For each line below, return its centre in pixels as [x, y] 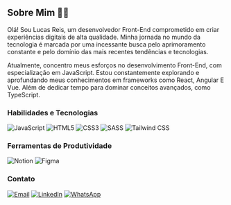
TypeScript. [24, 95]
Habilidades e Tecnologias [53, 113]
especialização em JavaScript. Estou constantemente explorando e [103, 72]
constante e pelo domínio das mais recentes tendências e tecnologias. [108, 51]
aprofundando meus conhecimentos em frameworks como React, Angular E [115, 80]
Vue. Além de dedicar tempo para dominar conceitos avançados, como [109, 87]
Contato [21, 179]
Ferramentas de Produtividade [60, 146]
